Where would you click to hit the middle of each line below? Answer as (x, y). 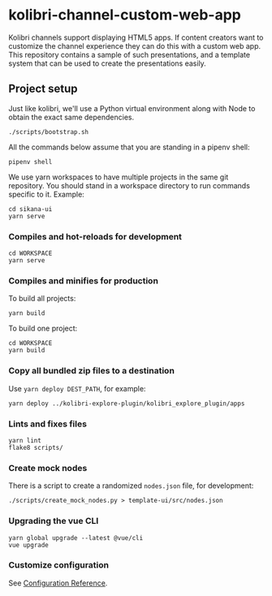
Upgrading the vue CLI (54, 521)
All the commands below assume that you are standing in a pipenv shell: (129, 147)
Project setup (43, 89)
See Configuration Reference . (58, 583)
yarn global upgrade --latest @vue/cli (76, 538)
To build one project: (43, 328)
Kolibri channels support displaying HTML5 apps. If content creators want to (136, 37)
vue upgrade (28, 545)
